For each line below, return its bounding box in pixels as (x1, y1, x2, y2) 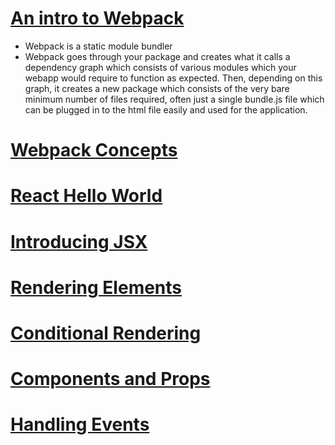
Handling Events (10, 413, 150, 436)
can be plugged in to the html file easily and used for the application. (24, 103, 308, 116)
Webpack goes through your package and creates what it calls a (24, 50, 291, 62)
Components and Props (10, 368, 211, 391)
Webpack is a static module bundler (24, 40, 173, 52)
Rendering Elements (10, 276, 183, 299)
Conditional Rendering (10, 322, 202, 344)
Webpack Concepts (10, 139, 178, 162)
